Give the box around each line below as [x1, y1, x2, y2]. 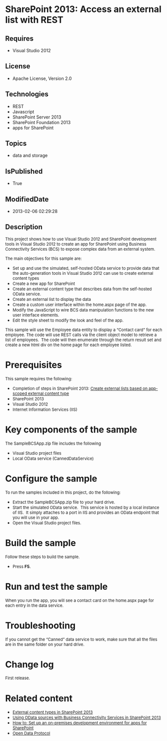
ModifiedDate [5, 195, 49, 203]
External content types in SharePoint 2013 [12, 709, 93, 715]
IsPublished [5, 167, 43, 175]
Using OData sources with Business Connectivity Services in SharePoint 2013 [12, 715, 161, 720]
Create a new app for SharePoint [12, 280, 75, 286]
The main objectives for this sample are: [5, 255, 82, 261]
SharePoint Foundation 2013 [12, 119, 71, 125]
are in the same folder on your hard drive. [5, 642, 85, 647]
